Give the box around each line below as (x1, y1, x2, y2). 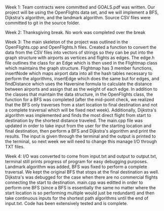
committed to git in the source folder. (5, 20, 80, 26)
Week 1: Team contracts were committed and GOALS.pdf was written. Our (5, 4, 155, 10)
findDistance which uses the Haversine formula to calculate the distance (5, 81, 152, 87)
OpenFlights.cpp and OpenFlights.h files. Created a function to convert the (5, 44, 157, 50)
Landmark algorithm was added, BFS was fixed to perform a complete (5, 164, 147, 170)
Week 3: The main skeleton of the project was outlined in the (5, 39, 129, 45)
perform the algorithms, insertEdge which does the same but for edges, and (5, 76, 160, 81)
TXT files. (5, 144, 25, 149)
